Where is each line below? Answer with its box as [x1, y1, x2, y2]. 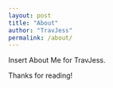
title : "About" [8, 19, 59, 27]
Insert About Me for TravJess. [8, 55, 106, 65]
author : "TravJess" [8, 26, 73, 34]
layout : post [8, 11, 52, 20]
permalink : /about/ [8, 33, 73, 42]
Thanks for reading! [8, 71, 73, 80]
